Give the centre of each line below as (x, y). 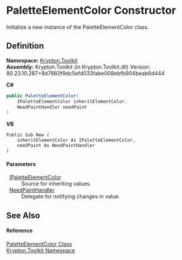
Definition (25, 46)
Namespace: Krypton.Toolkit (42, 60)
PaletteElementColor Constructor (91, 11)
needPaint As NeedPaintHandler (56, 146)
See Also (23, 215)
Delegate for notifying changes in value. (71, 196)
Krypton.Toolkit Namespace (41, 250)
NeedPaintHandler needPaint (52, 107)
